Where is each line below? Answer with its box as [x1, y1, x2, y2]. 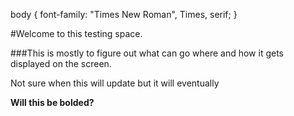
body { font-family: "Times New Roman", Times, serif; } [10, 9, 238, 20]
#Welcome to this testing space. [10, 28, 143, 39]
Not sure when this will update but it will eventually [10, 77, 220, 89]
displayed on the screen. [10, 58, 112, 69]
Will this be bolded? [10, 97, 95, 108]
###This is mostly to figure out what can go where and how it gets [10, 47, 285, 59]
